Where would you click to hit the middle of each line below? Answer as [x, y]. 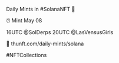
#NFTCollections [27, 55]
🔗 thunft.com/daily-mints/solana [45, 44]
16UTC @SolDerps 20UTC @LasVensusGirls [60, 32]
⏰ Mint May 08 [24, 20]
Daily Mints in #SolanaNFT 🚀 [41, 9]
